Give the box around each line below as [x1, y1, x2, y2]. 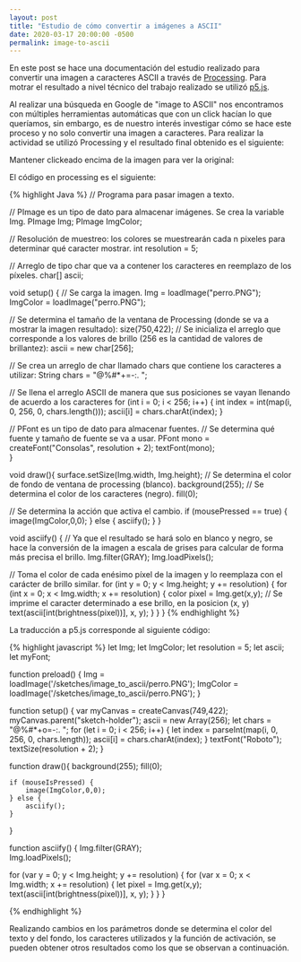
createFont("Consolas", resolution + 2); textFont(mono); [9, 443, 215, 454]
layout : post [9, 13, 58, 22]
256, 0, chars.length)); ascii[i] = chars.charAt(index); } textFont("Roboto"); [9, 734, 282, 745]
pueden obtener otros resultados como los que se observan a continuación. [9, 942, 289, 953]
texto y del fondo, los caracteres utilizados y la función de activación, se [9, 933, 276, 944]
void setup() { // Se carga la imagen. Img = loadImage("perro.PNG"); [9, 288, 262, 299]
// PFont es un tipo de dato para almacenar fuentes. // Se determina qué [9, 423, 275, 435]
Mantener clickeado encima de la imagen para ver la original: [9, 154, 235, 166]
